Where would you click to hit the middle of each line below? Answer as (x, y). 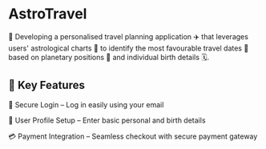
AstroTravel (48, 14)
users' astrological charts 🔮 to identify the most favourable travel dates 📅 (129, 48)
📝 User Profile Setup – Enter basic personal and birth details (107, 120)
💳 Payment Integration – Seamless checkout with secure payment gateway (133, 136)
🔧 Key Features (47, 85)
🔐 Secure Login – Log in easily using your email (86, 104)
